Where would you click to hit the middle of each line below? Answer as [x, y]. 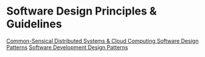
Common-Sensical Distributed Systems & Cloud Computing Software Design [103, 41]
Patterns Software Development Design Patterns [67, 47]
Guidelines [34, 24]
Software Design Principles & [82, 11]
